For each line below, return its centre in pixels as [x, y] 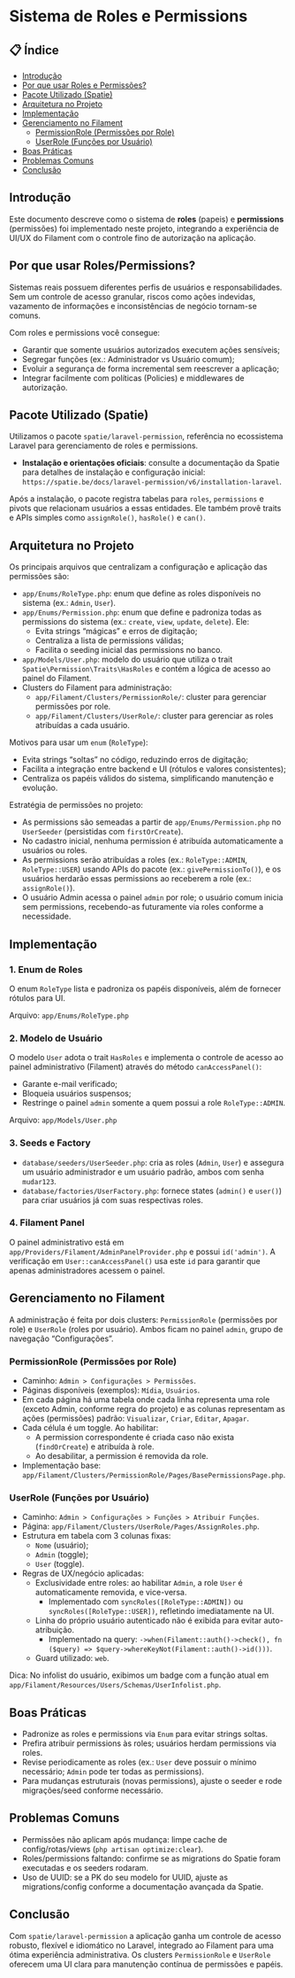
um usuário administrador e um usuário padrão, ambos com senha [143, 1172]
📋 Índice [34, 50]
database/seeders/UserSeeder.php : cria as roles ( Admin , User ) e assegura [153, 1162]
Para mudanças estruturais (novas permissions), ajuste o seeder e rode [152, 1781]
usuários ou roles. [55, 850]
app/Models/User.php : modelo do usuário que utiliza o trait [127, 659]
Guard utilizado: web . [72, 1658]
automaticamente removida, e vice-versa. [111, 1593]
